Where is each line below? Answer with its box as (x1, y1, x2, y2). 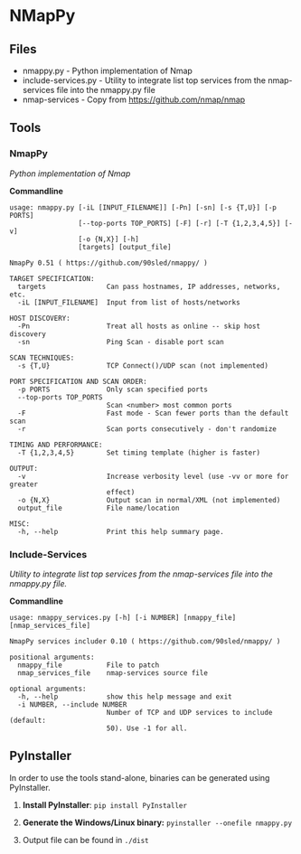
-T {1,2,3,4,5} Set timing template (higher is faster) (17, 448, 260, 457)
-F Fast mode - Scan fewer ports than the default (17, 408, 289, 418)
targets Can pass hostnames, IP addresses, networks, (17, 282, 281, 291)
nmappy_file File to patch (17, 661, 160, 670)
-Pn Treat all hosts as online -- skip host (17, 322, 260, 331)
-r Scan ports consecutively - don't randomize (17, 424, 277, 434)
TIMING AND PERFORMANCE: (9, 440, 103, 449)
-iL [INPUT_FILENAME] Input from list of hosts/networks (17, 297, 241, 307)
